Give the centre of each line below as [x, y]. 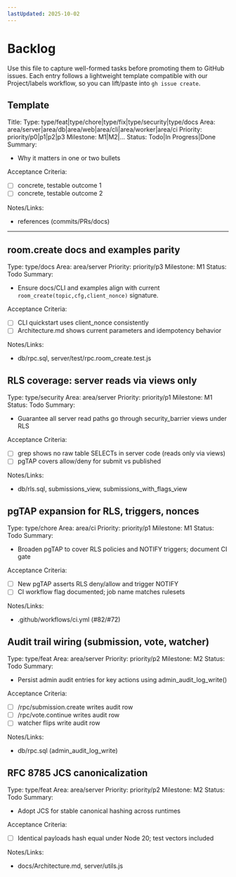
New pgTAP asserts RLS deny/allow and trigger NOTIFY [98, 584]
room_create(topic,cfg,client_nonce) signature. [88, 296]
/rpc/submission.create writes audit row [75, 707]
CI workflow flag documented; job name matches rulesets [101, 592]
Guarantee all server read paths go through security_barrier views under [122, 419]
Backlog [32, 48]
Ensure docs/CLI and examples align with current [88, 288]
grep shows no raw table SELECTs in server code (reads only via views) [122, 453]
